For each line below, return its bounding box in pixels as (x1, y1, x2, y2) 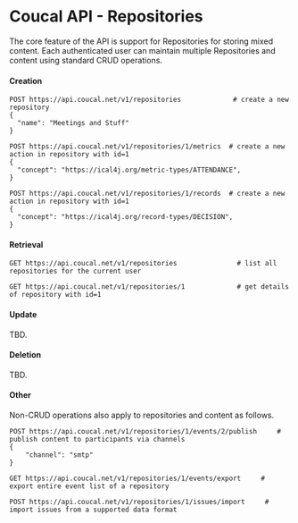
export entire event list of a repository (9, 481, 170, 491)
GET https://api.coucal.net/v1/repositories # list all (9, 259, 277, 268)
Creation (9, 75, 43, 86)
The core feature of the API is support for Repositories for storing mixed (9, 36, 274, 46)
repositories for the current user (9, 266, 142, 276)
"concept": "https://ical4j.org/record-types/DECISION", (17, 213, 234, 222)
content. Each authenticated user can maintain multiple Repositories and (9, 45, 276, 55)
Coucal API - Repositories (9, 6, 203, 27)
